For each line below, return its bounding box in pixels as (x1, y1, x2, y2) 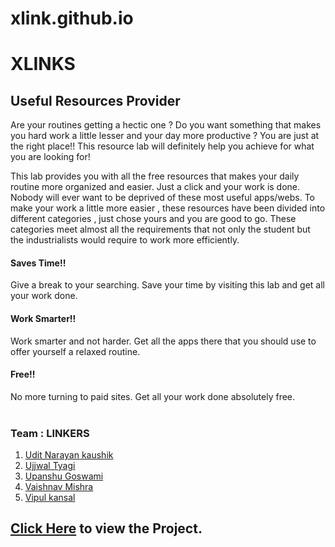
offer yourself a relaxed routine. (10, 345, 141, 357)
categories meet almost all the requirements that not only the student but (10, 223, 311, 236)
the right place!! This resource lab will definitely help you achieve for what (10, 140, 315, 152)
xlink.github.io (10, 7, 134, 30)
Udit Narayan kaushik (24, 449, 114, 461)
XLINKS (10, 53, 76, 76)
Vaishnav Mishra (24, 481, 94, 493)
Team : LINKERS (10, 426, 90, 440)
